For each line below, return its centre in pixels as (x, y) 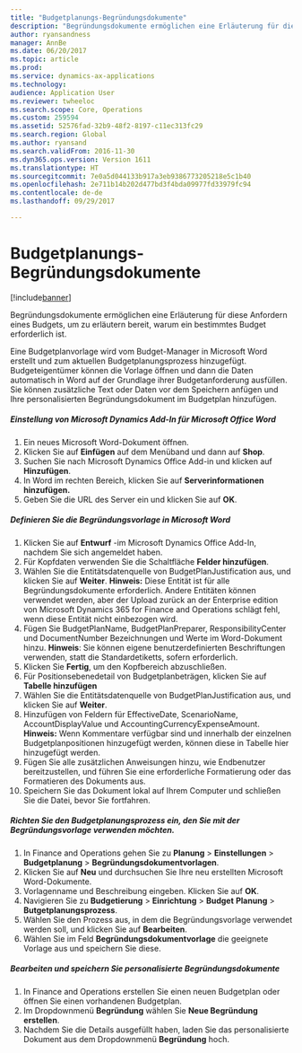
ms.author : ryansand (49, 143)
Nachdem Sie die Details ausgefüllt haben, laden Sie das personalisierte (156, 1030)
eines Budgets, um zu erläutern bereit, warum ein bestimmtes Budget (138, 324)
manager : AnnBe (39, 43)
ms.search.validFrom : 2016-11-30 (73, 151)
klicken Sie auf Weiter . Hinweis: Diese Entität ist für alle (126, 581)
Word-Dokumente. (57, 882)
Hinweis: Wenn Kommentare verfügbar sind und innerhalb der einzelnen (157, 733)
